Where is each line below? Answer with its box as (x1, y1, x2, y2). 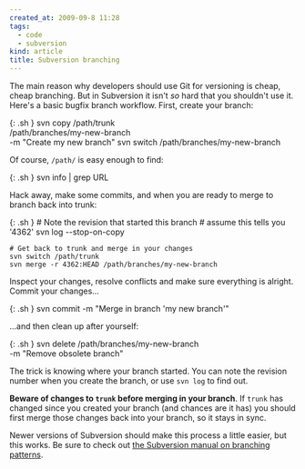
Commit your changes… (9, 285, 100, 296)
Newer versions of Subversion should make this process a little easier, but (9, 430, 287, 441)
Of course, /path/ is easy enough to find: (9, 155, 164, 165)
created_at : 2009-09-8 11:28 (9, 13, 120, 23)
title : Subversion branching (9, 55, 120, 65)
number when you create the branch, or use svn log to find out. (9, 375, 249, 386)
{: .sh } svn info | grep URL (9, 172, 109, 183)
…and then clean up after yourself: (9, 321, 139, 332)
